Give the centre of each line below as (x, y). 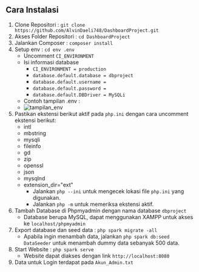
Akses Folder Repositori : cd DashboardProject (72, 36)
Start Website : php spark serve (54, 249)
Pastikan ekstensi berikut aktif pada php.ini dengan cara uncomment (101, 114)
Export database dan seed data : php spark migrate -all (86, 229)
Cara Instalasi (32, 10)
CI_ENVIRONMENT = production (69, 69)
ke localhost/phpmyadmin (55, 223)
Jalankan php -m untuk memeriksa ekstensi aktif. (93, 204)
